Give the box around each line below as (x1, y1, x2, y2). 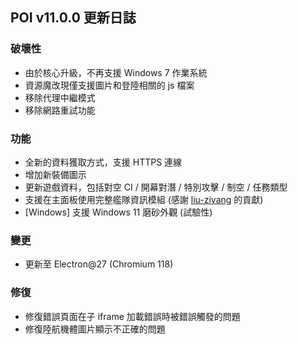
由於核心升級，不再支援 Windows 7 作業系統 (24, 66, 208, 78)
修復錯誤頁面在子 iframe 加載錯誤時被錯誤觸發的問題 (24, 310, 241, 322)
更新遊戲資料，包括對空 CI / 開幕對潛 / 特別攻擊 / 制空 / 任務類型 (24, 181, 288, 193)
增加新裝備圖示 (24, 168, 87, 180)
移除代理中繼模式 (24, 91, 96, 103)
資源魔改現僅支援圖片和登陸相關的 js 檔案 (24, 79, 195, 91)
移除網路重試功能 (24, 104, 96, 116)
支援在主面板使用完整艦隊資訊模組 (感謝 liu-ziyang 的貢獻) (24, 193, 264, 205)
